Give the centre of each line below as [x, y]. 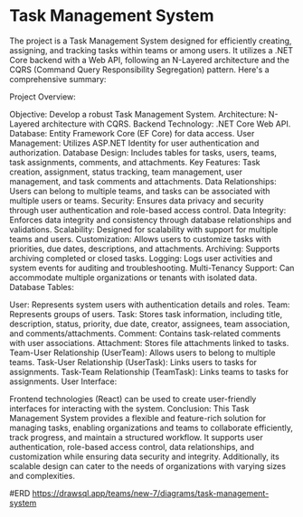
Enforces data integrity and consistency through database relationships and [151, 220]
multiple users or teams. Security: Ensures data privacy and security [137, 201]
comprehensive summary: [58, 79]
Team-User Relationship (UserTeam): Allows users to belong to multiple [142, 352]
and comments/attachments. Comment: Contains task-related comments [145, 333]
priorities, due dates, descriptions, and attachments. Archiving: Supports [145, 249]
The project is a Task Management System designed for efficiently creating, [151, 41]
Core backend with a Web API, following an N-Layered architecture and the [149, 60]
